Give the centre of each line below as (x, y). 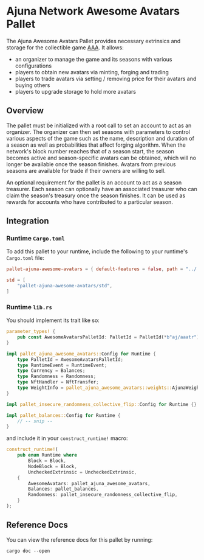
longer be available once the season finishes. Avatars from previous (91, 164)
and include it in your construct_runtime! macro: (67, 438)
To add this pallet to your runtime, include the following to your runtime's (97, 251)
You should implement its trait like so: (53, 320)
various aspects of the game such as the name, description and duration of (100, 138)
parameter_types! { (31, 332)
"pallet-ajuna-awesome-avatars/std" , (65, 286)
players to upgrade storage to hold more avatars (76, 91)
